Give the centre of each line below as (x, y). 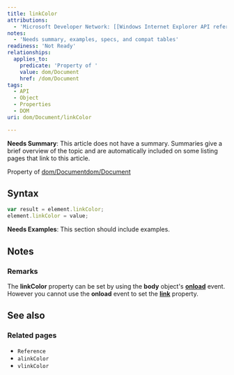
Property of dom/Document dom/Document (69, 171)
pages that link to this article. (49, 158)
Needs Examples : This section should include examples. (89, 229)
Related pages (32, 335)
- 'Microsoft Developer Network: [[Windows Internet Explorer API (112, 26)
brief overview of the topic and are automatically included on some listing (112, 151)
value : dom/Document (49, 72)
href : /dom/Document (49, 78)
